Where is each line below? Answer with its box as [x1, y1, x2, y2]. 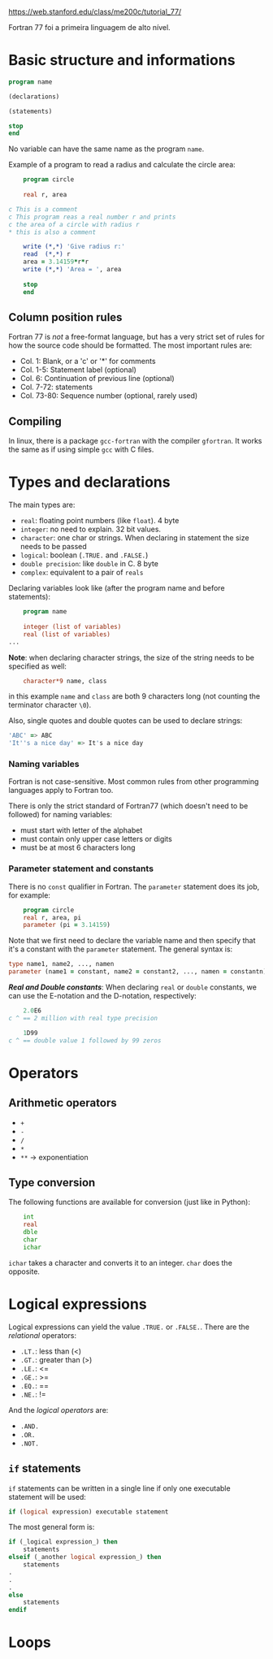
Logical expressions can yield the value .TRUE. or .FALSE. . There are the [8, 1322, 250, 1332]
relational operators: [8, 1330, 77, 1340]
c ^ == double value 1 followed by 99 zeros [8, 1036, 162, 1045]
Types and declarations [8, 473, 171, 492]
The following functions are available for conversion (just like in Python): [8, 1198, 250, 1207]
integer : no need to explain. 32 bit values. [19, 524, 161, 535]
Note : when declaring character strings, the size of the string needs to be [8, 652, 254, 662]
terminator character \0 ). [8, 700, 92, 710]
